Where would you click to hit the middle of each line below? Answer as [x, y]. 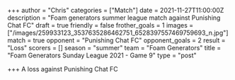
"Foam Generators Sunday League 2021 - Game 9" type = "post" [102, 55]
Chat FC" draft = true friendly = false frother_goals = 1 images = [101, 25]
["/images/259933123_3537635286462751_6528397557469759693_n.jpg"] [118, 33]
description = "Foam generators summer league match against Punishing [114, 18]
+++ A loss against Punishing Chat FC [63, 69]
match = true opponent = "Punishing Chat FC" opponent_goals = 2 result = [116, 40]
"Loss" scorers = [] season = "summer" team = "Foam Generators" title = [114, 48]
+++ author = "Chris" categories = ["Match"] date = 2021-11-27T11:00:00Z [116, 10]
